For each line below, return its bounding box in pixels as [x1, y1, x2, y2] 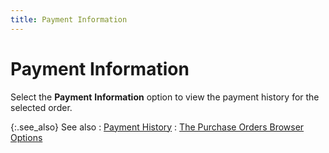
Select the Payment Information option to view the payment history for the [10, 91, 320, 103]
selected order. [10, 101, 73, 113]
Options [10, 131, 43, 143]
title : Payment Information [10, 14, 128, 25]
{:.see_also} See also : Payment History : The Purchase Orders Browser [10, 121, 305, 133]
